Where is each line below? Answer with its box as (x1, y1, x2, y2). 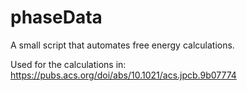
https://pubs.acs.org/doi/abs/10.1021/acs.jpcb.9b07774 (10, 69, 237, 81)
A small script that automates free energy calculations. (10, 39, 235, 51)
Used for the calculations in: (10, 58, 127, 70)
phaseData (10, 6, 103, 29)
